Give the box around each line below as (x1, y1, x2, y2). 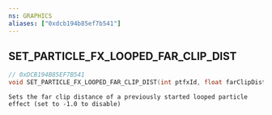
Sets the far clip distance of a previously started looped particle (8, 93, 249, 101)
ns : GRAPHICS (8, 11, 53, 20)
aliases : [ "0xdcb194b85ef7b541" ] (8, 19, 121, 28)
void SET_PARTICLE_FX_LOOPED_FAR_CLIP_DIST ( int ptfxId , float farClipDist (8, 79, 266, 87)
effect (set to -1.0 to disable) (8, 100, 121, 109)
